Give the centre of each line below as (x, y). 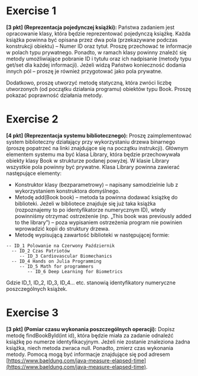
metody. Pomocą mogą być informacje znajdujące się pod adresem (88, 354)
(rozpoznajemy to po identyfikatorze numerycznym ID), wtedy (90, 210)
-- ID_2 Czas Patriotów (40, 251)
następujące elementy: (34, 173)
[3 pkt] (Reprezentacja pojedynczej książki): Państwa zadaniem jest (90, 27)
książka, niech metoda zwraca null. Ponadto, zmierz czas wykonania (90, 348)
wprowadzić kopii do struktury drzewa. (62, 228)
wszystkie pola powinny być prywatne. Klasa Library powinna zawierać (93, 167)
